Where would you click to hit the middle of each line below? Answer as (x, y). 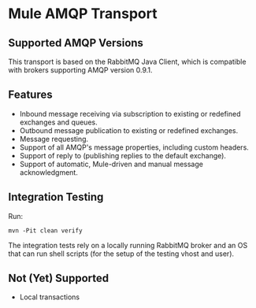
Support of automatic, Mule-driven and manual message (111, 164)
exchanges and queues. (58, 122)
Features (30, 95)
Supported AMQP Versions (76, 43)
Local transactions (50, 297)
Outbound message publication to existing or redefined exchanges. (129, 130)
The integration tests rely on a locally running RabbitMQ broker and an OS (128, 245)
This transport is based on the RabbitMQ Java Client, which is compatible (127, 61)
